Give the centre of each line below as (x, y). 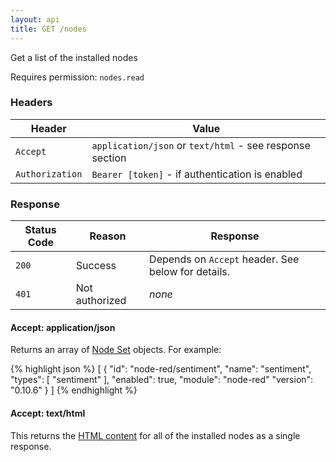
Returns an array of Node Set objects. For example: (116, 350)
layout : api (35, 19)
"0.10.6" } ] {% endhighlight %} (74, 390)
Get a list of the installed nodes (74, 57)
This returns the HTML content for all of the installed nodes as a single (155, 435)
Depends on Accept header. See (224, 259)
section (109, 158)
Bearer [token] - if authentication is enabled (197, 174)
